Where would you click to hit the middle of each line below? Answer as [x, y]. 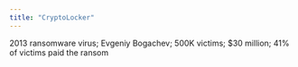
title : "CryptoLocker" [52, 17]
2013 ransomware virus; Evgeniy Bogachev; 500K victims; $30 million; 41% [149, 43]
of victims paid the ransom [59, 52]
